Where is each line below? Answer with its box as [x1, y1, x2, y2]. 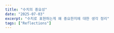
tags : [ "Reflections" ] [5, 20, 51, 26]
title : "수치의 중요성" [5, 7, 47, 12]
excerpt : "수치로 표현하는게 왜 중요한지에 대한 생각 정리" [5, 16, 110, 21]
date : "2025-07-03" [5, 12, 45, 16]
